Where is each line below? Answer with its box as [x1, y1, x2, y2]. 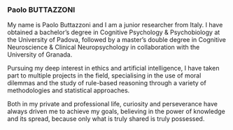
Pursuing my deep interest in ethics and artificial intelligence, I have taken [7, 64, 220, 73]
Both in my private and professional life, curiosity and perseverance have [7, 100, 218, 108]
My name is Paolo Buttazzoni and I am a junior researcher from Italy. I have [7, 21, 223, 29]
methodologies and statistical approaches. [7, 86, 130, 95]
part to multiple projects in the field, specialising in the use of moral [7, 71, 202, 80]
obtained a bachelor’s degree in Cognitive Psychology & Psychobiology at [7, 28, 220, 36]
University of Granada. [7, 50, 73, 59]
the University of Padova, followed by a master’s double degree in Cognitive [7, 36, 226, 44]
